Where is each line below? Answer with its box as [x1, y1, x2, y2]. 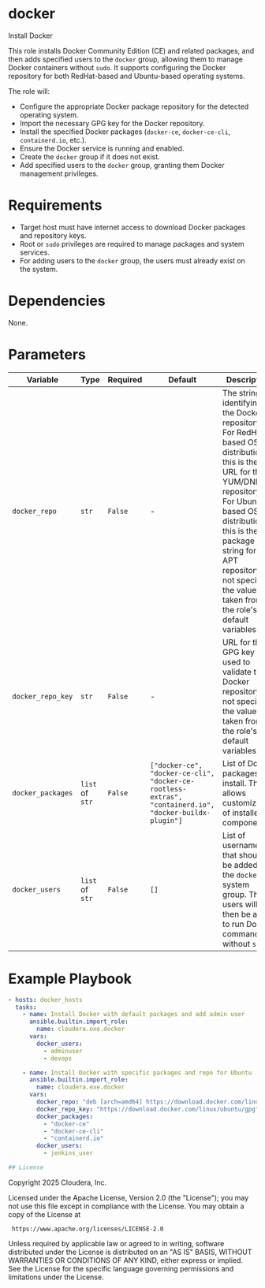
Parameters [8, 346, 87, 363]
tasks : [15, 1003, 37, 1011]
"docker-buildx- [149, 808, 211, 817]
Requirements [8, 196, 103, 214]
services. [19, 248, 50, 257]
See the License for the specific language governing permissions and [8, 1264, 234, 1273]
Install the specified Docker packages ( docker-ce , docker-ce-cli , [19, 127, 231, 136]
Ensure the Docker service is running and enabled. [19, 143, 185, 153]
